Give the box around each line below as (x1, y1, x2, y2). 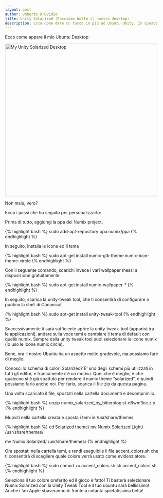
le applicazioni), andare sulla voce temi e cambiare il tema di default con (5, 331, 150, 337)
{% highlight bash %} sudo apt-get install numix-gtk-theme (5, 253, 124, 259)
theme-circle (5, 258, 31, 264)
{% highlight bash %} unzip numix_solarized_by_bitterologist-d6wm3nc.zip (5, 400, 156, 406)
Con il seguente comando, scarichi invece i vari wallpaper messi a (5, 267, 138, 273)
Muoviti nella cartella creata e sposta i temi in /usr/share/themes (5, 415, 134, 420)
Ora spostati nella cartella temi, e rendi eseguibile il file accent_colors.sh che (5, 448, 159, 454)
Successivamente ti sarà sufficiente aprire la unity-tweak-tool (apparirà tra (5, 326, 154, 332)
